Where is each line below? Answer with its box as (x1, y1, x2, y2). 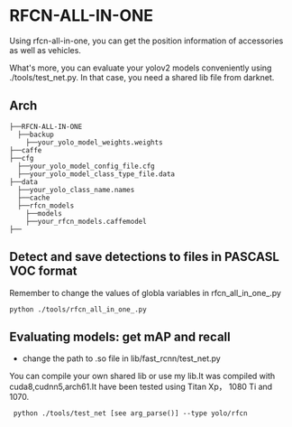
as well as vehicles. (9, 44, 81, 55)
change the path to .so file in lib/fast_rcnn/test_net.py (22, 353, 221, 364)
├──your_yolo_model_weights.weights (25, 137, 164, 147)
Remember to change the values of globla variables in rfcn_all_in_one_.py (9, 287, 282, 298)
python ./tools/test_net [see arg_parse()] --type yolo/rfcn (13, 409, 248, 418)
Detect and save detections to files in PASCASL (9, 249, 279, 265)
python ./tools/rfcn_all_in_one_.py (9, 304, 147, 314)
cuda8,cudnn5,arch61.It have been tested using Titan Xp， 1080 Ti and (9, 381, 273, 393)
